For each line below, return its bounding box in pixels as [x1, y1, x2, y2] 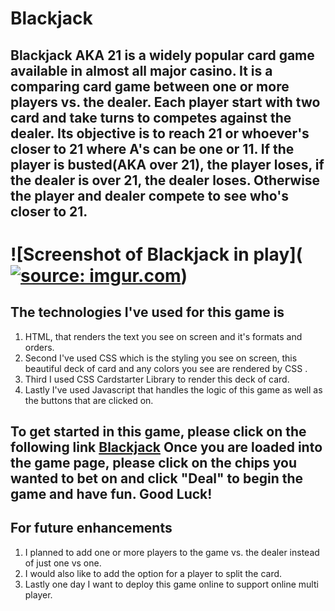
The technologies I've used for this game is [10, 304, 285, 321]
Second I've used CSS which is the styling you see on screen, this [24, 352, 298, 364]
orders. [24, 341, 55, 353]
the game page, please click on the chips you [10, 454, 298, 471]
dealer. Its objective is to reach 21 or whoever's [10, 125, 310, 142]
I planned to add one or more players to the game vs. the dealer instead [24, 546, 320, 558]
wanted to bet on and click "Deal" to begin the [10, 470, 303, 487]
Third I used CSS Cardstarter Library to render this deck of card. [24, 373, 290, 385]
